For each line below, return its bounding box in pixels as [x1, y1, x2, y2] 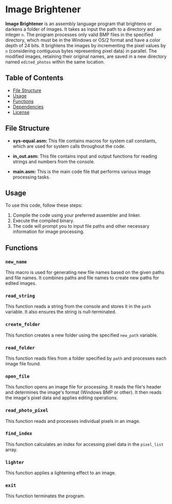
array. [5, 447, 18, 453]
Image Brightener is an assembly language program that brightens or [5, 21, 152, 27]
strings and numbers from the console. [12, 158, 95, 165]
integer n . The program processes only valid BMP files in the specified [5, 31, 154, 37]
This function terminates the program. [5, 493, 85, 499]
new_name [5, 259, 27, 265]
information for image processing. [12, 228, 84, 235]
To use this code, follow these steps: [5, 202, 83, 208]
